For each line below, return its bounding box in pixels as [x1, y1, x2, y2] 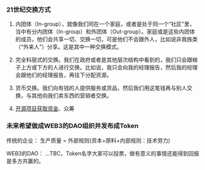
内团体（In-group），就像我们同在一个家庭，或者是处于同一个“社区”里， [15, 20, 195, 28]
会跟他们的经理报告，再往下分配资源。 [15, 71, 112, 79]
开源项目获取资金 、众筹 [15, 105, 75, 112]
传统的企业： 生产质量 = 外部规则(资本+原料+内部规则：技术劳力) [6, 136, 170, 144]
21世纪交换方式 [6, 5, 51, 13]
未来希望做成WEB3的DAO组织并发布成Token [6, 122, 139, 130]
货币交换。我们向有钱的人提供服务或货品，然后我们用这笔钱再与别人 [15, 84, 187, 92]
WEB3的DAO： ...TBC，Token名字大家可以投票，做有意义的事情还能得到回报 [6, 149, 199, 157]
